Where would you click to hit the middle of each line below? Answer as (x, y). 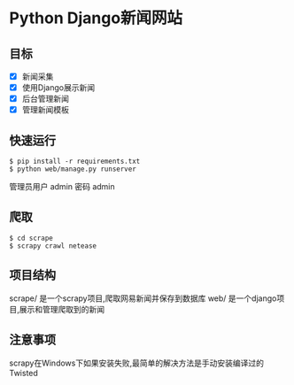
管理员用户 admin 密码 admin (62, 187)
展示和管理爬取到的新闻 (62, 309)
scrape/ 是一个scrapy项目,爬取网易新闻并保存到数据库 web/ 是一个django (143, 298)
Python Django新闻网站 (96, 18)
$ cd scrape (31, 238)
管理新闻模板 (45, 110)
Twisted (23, 373)
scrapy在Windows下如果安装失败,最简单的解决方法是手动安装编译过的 (136, 363)
